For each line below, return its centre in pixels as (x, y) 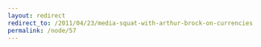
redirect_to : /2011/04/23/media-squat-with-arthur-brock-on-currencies (130, 23)
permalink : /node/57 (42, 30)
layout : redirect (37, 16)
